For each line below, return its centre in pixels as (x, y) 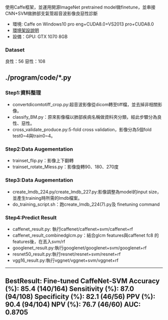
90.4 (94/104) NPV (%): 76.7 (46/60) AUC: (73, 305)
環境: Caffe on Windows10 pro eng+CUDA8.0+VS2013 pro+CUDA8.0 (83, 24)
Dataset (15, 50)
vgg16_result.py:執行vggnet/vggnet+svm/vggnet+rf (65, 260)
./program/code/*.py (38, 77)
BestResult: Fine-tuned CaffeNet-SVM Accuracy (82, 281)
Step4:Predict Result (31, 217)
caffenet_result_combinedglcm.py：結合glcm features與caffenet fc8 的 (85, 235)
